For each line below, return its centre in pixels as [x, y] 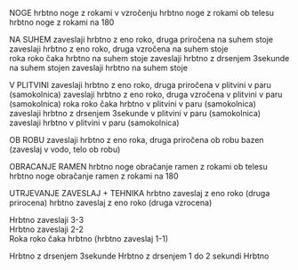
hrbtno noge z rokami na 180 [62, 22]
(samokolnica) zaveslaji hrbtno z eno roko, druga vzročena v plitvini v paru [146, 94]
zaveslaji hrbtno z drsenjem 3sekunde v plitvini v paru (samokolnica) [135, 113]
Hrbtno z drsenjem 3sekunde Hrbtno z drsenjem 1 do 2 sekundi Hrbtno [139, 256]
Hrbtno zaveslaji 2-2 [47, 229]
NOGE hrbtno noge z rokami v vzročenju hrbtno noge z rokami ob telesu [141, 13]
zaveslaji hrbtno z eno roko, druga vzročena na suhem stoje [119, 49]
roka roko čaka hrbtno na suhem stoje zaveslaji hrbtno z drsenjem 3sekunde [149, 58]
